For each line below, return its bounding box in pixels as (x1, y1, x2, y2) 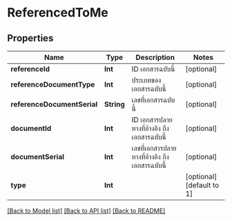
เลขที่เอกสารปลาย (131, 143, 177, 153)
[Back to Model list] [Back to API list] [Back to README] (7, 207, 166, 215)
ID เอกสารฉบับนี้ (131, 64, 175, 74)
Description (135, 53, 175, 62)
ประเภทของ (131, 76, 162, 85)
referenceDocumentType (10, 80, 95, 89)
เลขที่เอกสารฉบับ (131, 95, 175, 105)
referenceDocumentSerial (10, 100, 98, 109)
